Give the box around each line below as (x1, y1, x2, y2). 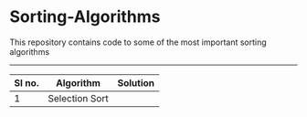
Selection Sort (48, 91, 109, 104)
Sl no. (14, 76, 39, 89)
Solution (117, 76, 155, 89)
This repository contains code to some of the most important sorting (9, 37, 267, 48)
